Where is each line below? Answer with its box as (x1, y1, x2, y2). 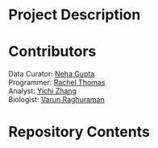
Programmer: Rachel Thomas (8, 78, 106, 88)
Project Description (8, 6, 141, 24)
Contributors (8, 43, 97, 61)
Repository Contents (8, 123, 151, 142)
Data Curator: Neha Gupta (8, 69, 95, 79)
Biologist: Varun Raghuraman (8, 95, 105, 105)
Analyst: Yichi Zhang (8, 86, 77, 96)
